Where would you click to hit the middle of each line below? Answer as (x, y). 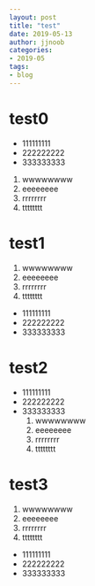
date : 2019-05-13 (41, 34)
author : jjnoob (37, 42)
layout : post (33, 17)
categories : (31, 50)
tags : (19, 67)
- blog (21, 75)
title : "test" (35, 26)
